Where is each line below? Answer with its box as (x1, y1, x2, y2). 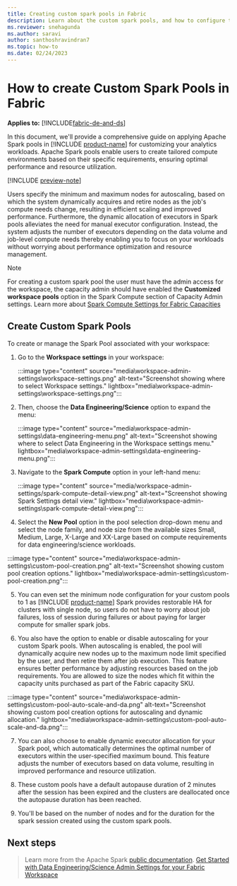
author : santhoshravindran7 (7, 37, 90, 44)
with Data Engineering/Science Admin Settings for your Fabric (24, 863, 205, 872)
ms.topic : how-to (7, 43, 59, 50)
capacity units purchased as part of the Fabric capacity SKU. (17, 679, 195, 687)
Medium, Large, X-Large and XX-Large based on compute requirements (17, 532, 227, 541)
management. (7, 250, 48, 258)
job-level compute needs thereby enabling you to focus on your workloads (7, 235, 224, 243)
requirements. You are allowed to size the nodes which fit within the (17, 671, 215, 680)
